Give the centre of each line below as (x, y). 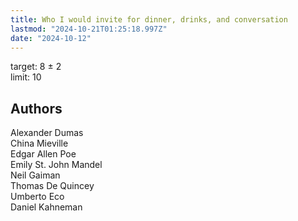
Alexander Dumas (47, 133)
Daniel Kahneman (46, 207)
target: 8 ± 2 (36, 67)
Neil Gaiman (35, 175)
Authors (36, 108)
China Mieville (39, 143)
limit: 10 (26, 77)
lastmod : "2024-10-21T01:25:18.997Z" (89, 29)
